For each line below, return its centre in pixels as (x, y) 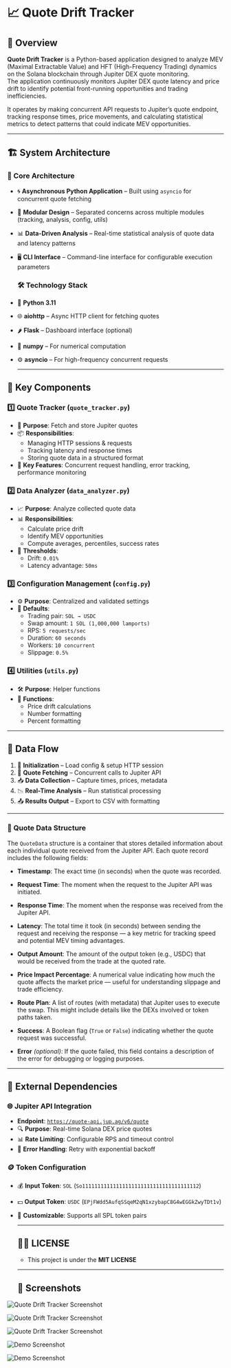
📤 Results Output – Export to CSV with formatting (88, 801)
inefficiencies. (27, 96)
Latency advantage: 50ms (63, 565)
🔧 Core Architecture (41, 176)
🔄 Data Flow (33, 749)
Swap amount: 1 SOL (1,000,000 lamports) (89, 623)
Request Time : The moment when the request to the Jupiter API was (114, 884)
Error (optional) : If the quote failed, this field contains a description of (115, 1051)
